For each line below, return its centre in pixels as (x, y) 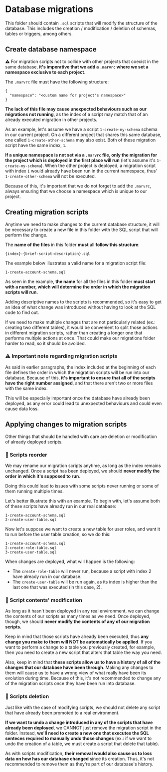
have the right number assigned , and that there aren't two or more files (79, 383)
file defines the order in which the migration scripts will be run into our (77, 372)
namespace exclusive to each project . (45, 72)
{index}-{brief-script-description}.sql (48, 253)
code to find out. (22, 312)
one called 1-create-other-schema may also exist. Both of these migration (81, 140)
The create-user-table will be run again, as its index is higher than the (85, 581)
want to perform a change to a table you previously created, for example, (80, 647)
